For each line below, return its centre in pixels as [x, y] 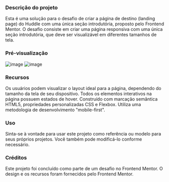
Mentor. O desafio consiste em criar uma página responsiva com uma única [84, 29]
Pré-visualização [27, 53]
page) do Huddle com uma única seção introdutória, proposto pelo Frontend [85, 24]
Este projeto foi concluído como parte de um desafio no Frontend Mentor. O [84, 169]
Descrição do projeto [32, 8]
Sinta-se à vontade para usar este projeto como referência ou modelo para [83, 134]
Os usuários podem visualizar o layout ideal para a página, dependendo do [83, 88]
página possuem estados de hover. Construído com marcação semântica [81, 99]
